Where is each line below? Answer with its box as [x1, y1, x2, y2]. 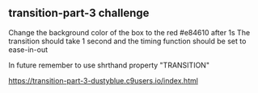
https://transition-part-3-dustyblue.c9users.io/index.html [8, 75, 198, 85]
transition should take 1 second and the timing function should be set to [8, 36, 247, 46]
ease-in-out [8, 44, 49, 55]
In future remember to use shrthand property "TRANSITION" [8, 60, 210, 70]
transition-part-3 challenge [8, 6, 150, 20]
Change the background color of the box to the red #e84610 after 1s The [8, 27, 251, 37]
